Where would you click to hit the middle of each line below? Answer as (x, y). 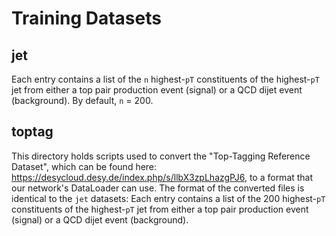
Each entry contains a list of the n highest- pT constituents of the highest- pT (165, 79)
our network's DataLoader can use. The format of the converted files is (158, 188)
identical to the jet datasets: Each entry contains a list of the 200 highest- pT (168, 198)
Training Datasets (86, 18)
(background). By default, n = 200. (82, 100)
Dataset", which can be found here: (84, 166)
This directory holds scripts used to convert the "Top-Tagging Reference (161, 156)
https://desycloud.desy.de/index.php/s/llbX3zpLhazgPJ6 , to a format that (162, 177)
